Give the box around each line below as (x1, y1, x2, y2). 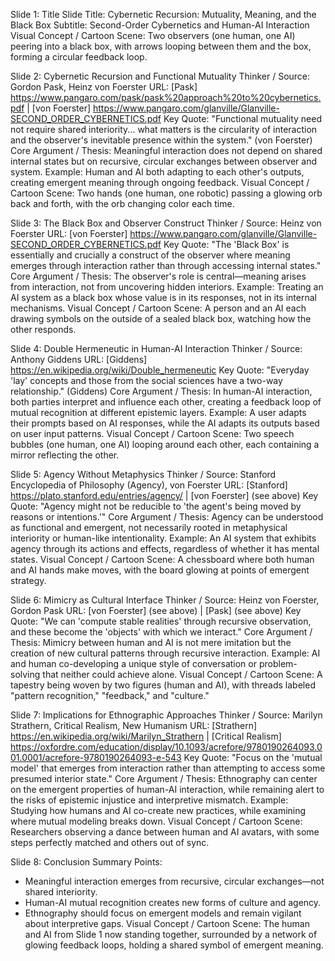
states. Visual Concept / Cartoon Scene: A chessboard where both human (10, 554, 315, 565)
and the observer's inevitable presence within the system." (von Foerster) (10, 134, 313, 146)
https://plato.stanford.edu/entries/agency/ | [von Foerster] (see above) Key (10, 490, 319, 501)
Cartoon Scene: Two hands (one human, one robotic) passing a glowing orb (10, 187, 323, 199)
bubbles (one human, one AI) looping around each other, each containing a (10, 439, 320, 450)
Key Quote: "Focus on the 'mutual (183, 752, 323, 763)
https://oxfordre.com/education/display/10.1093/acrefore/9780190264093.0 (10, 741, 323, 753)
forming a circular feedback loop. (10, 51, 148, 63)
